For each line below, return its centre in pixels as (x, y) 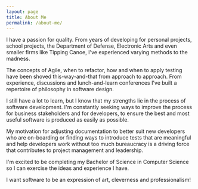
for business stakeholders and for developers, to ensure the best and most (98, 113)
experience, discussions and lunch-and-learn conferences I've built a (92, 83)
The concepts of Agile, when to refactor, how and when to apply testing (94, 70)
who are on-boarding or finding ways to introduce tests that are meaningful (99, 138)
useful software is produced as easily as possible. (68, 120)
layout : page (22, 12)
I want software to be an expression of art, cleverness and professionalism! (98, 180)
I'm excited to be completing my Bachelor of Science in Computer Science (98, 162)
